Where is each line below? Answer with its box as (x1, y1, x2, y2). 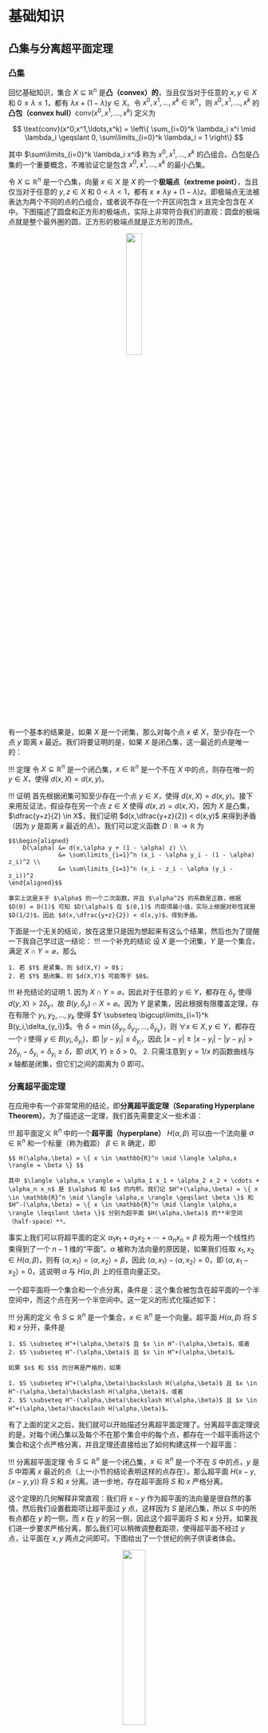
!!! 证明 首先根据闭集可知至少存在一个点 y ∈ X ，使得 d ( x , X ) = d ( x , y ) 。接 (8, 791, 246, 801)
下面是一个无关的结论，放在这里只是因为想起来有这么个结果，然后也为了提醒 (8, 927, 260, 936)
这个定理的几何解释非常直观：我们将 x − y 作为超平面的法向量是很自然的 (8, 1494, 245, 1503)
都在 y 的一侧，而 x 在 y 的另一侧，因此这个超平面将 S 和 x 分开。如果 (22, 1513, 251, 1523)
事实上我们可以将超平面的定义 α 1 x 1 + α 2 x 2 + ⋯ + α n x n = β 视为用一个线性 (8, 1232, 249, 1244)
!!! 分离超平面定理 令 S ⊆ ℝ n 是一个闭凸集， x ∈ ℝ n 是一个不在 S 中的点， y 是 (8, 1455, 260, 1466)
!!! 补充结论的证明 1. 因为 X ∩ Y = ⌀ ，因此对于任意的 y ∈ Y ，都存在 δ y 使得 (8, 987, 253, 999)
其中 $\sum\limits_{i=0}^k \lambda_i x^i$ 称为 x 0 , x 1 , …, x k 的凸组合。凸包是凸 (8, 148, 260, 159)
